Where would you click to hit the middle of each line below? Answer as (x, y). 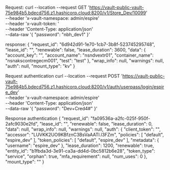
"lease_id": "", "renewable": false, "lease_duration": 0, (96, 124)
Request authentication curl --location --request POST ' (64, 76)
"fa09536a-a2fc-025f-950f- (120, 118)
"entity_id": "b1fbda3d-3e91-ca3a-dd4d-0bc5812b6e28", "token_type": (80, 151)
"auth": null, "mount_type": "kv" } (40, 66)
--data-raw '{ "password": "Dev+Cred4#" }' (52, 108)
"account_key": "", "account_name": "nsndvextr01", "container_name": (80, 55)
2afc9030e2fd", (22, 124)
